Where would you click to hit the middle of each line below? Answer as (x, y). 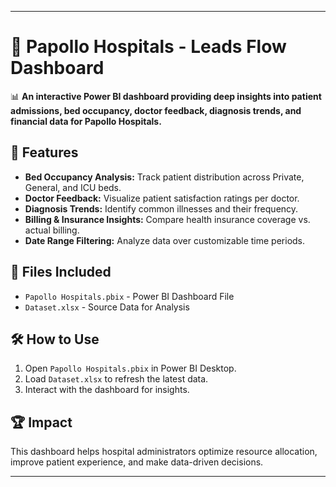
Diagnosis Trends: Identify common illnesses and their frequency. (161, 208)
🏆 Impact (41, 422)
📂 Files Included (61, 272)
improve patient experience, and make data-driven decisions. (137, 462)
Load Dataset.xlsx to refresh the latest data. (116, 379)
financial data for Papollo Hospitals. (86, 121)
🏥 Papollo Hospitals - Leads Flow (148, 47)
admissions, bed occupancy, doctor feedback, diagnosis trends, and (156, 110)
